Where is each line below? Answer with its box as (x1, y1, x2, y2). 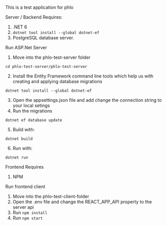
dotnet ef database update (5, 118, 62, 123)
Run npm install (12, 210, 48, 215)
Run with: (12, 145, 33, 151)
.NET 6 (12, 24, 27, 30)
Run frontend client (5, 183, 46, 190)
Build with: (12, 127, 35, 132)
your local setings (12, 102, 50, 108)
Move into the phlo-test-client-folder (12, 194, 89, 199)
